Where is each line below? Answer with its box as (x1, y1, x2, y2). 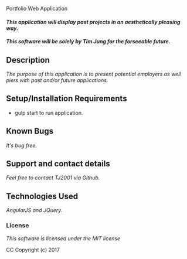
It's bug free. (6, 142, 37, 149)
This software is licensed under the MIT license (6, 234, 121, 242)
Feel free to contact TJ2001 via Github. (6, 174, 100, 181)
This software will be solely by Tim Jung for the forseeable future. (6, 38, 171, 45)
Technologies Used (6, 191, 78, 201)
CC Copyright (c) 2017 (6, 246, 60, 253)
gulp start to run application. (14, 109, 83, 116)
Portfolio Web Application (6, 5, 68, 12)
